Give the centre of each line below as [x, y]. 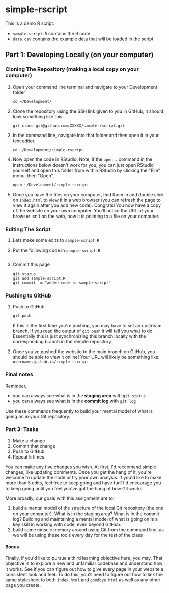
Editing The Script [28, 229]
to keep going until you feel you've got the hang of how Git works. [75, 488]
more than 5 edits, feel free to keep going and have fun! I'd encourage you [83, 483]
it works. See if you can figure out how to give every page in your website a [84, 569]
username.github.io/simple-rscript [50, 362]
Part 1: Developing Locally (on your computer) [79, 55]
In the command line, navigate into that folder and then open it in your [86, 135]
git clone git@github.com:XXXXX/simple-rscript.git [68, 126]
